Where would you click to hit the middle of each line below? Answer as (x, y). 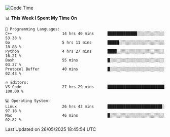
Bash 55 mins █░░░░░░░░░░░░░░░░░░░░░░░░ (85, 60)
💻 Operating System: (28, 101)
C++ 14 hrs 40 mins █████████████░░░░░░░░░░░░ (85, 33)
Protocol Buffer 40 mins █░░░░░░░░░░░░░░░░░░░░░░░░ (85, 69)
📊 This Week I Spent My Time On (41, 18)
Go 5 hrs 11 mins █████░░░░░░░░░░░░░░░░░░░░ (85, 43)
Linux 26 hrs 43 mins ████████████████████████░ (85, 107)
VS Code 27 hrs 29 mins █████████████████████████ (85, 87)
